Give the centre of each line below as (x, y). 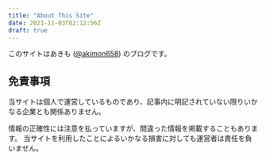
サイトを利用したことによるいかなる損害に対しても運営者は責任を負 (141, 139)
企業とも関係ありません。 (64, 112)
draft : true (28, 30)
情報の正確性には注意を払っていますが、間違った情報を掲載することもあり (130, 128)
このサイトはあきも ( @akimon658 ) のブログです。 (90, 54)
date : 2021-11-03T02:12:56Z (55, 23)
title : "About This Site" (51, 15)
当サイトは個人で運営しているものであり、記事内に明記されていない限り (126, 102)
